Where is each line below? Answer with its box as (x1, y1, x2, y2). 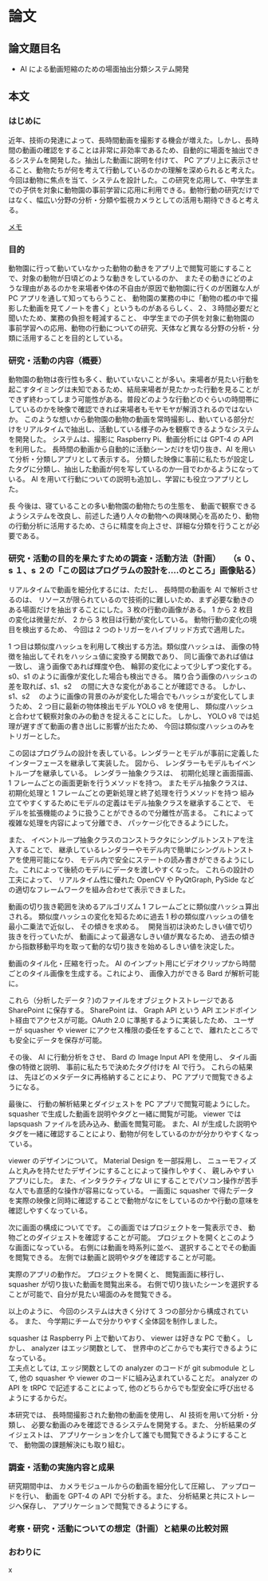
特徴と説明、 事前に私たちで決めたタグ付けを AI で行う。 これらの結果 (22, 1062, 254, 1072)
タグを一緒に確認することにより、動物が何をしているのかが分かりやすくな (8, 1129, 253, 1139)
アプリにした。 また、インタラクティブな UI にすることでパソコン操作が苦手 (8, 1175, 258, 1185)
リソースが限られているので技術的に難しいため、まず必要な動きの (37, 595, 254, 604)
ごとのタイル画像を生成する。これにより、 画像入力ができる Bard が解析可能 (8, 968, 260, 977)
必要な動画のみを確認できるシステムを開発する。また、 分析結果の (30, 1420, 250, 1430)
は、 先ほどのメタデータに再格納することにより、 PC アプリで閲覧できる (8, 1072, 247, 1081)
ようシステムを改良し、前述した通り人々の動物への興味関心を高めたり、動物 (8, 511, 260, 521)
